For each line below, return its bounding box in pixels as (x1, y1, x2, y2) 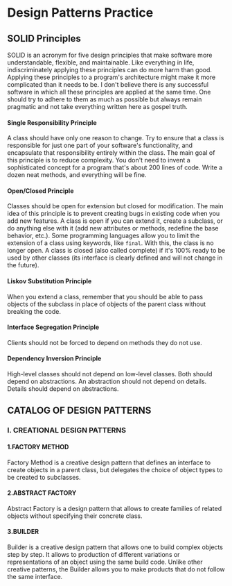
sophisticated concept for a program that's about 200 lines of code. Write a (7, 163, 223, 171)
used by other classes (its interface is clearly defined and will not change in (7, 253, 223, 262)
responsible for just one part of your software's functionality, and (7, 141, 193, 150)
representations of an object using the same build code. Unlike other (7, 558, 203, 566)
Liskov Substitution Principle (7, 277, 92, 285)
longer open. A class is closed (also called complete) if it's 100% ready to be (7, 246, 226, 255)
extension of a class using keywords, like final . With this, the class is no (7, 239, 214, 247)
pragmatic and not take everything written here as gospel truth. (7, 103, 188, 110)
